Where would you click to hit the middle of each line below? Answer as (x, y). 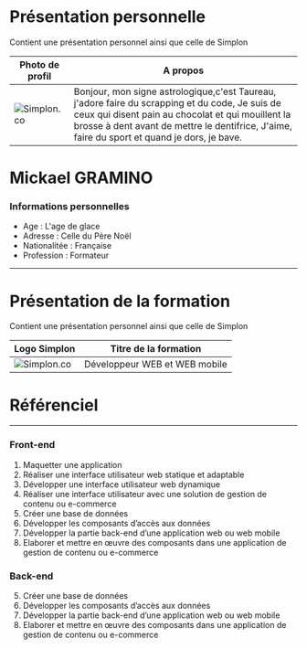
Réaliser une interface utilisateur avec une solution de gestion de (145, 494)
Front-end (32, 445)
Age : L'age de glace (61, 227)
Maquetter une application (72, 464)
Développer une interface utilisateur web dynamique (122, 484)
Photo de (40, 64)
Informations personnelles (69, 207)
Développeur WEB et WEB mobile (156, 365)
